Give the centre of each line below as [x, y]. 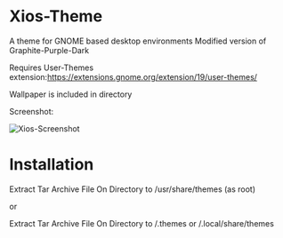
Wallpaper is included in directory [71, 94]
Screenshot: [32, 111]
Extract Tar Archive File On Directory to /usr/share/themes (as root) [133, 189]
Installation [52, 165]
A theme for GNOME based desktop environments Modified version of [138, 41]
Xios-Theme [56, 16]
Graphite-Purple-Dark [49, 50]
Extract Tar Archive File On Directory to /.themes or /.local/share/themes [141, 223]
